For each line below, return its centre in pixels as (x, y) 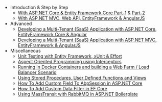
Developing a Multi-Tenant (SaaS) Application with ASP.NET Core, (87, 29)
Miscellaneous (25, 51)
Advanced (21, 23)
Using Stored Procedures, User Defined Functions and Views (82, 78)
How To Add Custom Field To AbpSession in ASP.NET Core (80, 83)
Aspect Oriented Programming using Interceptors (70, 61)
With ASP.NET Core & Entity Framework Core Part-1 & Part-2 (82, 13)
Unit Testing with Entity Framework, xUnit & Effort (70, 56)
